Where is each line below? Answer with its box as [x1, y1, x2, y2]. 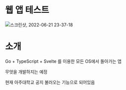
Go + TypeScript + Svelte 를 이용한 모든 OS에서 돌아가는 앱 [5, 58, 122, 64]
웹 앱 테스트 [5, 4, 49, 16]
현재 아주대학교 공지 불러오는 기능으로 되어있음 [5, 79, 95, 85]
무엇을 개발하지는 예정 [5, 69, 48, 75]
